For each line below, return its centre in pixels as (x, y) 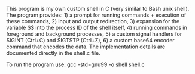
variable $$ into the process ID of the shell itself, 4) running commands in (97, 27)
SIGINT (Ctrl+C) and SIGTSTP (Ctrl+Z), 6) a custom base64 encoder (90, 40)
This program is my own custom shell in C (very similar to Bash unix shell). (98, 9)
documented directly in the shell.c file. (53, 53)
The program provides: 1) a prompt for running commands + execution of (96, 15)
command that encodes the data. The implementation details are (86, 47)
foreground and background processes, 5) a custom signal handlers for (94, 34)
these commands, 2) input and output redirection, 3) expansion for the (93, 21)
